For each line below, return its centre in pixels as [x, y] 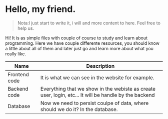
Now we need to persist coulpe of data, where [94, 103]
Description [100, 66]
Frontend [18, 74]
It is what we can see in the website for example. [97, 77]
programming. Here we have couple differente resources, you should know [82, 43]
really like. [16, 54]
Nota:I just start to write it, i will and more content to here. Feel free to [89, 23]
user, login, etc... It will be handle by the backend [97, 95]
